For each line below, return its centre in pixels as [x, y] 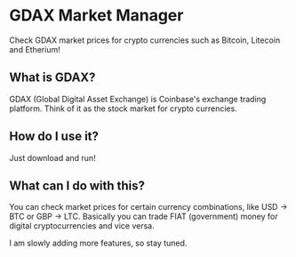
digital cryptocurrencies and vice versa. [82, 226]
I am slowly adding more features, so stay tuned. [98, 243]
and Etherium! [35, 49]
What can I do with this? [77, 185]
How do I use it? [54, 137]
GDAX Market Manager [96, 16]
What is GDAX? [52, 78]
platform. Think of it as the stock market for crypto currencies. [123, 108]
